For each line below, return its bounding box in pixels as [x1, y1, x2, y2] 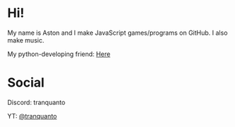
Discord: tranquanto [7, 98, 66, 106]
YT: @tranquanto [7, 111, 57, 120]
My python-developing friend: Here [7, 50, 111, 58]
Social [7, 74, 45, 91]
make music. [7, 35, 45, 44]
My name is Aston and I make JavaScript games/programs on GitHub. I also [7, 28, 228, 37]
